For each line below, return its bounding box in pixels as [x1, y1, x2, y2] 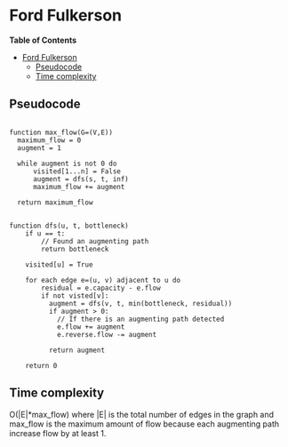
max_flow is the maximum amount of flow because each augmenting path [9, 419, 280, 429]
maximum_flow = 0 [17, 135, 82, 145]
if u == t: [25, 228, 66, 238]
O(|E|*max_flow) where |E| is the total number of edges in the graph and [9, 409, 274, 419]
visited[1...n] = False [32, 166, 122, 176]
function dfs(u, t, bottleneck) [9, 221, 129, 230]
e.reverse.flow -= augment [56, 330, 157, 339]
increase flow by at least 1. [9, 427, 107, 438]
